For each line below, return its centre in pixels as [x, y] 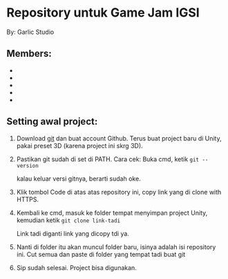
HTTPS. [28, 199]
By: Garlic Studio [30, 32]
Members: [29, 54]
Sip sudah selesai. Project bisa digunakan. [77, 267]
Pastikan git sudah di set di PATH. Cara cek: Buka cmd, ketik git [108, 159]
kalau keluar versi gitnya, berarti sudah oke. [78, 179]
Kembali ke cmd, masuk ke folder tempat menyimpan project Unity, [112, 213]
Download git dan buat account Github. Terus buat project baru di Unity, [119, 138]
